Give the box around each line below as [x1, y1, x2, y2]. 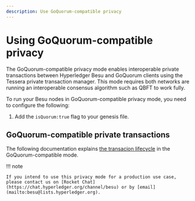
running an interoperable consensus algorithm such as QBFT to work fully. [6, 84, 186, 91]
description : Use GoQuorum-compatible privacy [6, 8, 122, 15]
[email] [136, 185, 156, 190]
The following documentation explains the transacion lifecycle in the [6, 145, 170, 153]
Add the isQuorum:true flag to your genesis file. [14, 113, 129, 120]
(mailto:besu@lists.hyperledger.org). [6, 189, 101, 196]
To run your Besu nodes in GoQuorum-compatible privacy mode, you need [6, 95, 186, 102]
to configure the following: [6, 102, 70, 109]
